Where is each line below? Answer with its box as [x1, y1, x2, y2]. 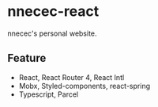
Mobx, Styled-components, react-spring [18, 81, 151, 90]
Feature [7, 52, 47, 65]
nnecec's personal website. [7, 29, 97, 38]
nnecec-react [7, 2, 100, 21]
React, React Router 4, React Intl [18, 72, 125, 82]
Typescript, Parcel [18, 90, 79, 99]
